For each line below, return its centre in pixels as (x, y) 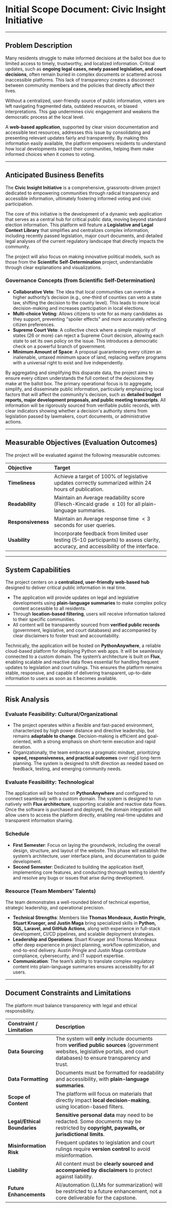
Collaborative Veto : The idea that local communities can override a (84, 291)
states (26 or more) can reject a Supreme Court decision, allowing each (88, 335)
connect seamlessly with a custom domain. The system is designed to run (83, 798)
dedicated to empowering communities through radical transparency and (82, 193)
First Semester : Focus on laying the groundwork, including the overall (87, 845)
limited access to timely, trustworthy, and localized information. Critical (80, 63)
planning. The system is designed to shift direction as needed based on (88, 764)
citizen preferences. (34, 324)
